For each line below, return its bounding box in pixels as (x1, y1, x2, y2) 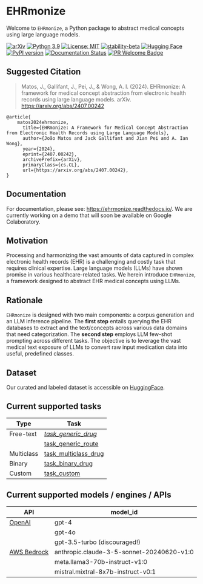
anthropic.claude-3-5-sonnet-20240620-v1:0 (54, 548, 194, 556)
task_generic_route (44, 439, 99, 448)
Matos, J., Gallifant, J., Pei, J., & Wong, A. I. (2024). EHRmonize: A (21, 83, 186, 90)
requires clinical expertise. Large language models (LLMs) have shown (6, 264, 183, 272)
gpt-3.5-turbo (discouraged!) (54, 538, 141, 546)
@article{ (6, 114, 32, 120)
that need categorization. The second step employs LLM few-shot (6, 331, 173, 338)
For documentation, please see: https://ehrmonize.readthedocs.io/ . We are (6, 205, 193, 212)
